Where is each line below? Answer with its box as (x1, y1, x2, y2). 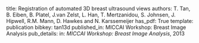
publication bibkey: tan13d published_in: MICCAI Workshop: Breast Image (6, 24, 186, 31)
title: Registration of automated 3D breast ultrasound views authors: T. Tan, (6, 5, 191, 12)
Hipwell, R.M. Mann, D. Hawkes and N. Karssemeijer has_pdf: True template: (6, 18, 194, 24)
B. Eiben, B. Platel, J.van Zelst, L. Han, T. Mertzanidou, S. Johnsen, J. (6, 11, 176, 18)
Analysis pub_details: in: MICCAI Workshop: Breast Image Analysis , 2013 (6, 30, 185, 37)
